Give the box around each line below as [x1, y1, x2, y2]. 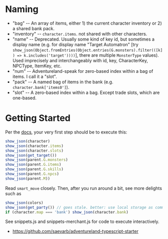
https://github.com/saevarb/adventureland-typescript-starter [12, 228, 138, 234]
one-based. [12, 94, 36, 101]
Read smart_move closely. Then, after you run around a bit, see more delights [5, 185, 162, 191]
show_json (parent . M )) [5, 176, 50, 181]
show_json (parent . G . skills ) [5, 167, 64, 172]
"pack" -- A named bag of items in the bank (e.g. [12, 79, 113, 85]
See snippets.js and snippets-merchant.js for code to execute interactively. [5, 218, 159, 224]
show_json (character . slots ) [5, 148, 64, 153]
